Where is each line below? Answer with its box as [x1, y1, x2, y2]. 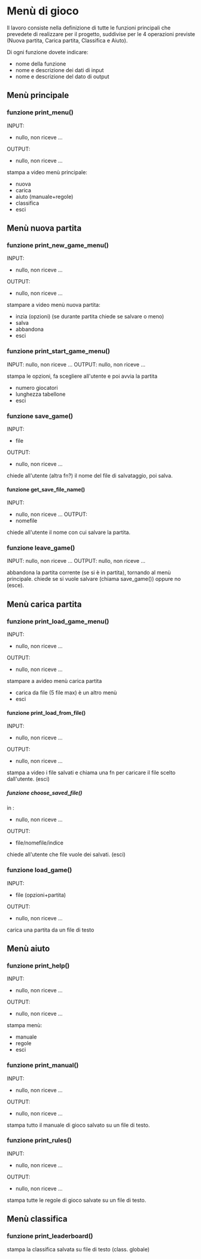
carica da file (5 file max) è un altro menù [15, 689, 117, 696]
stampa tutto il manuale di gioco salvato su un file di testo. [7, 1121, 150, 1129]
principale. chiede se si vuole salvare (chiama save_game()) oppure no [7, 575, 181, 583]
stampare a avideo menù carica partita [7, 678, 102, 685]
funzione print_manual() [7, 1061, 79, 1070]
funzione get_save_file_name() [7, 485, 86, 493]
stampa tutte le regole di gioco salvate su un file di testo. [7, 1197, 147, 1204]
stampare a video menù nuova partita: [7, 302, 100, 309]
